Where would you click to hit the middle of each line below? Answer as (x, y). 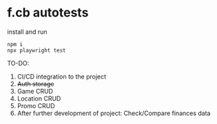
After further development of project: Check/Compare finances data (114, 113)
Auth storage (35, 83)
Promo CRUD (36, 105)
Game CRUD (35, 91)
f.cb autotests (48, 13)
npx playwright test (37, 50)
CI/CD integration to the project (62, 76)
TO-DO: (18, 63)
